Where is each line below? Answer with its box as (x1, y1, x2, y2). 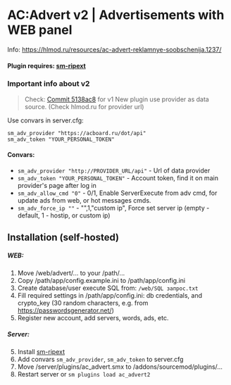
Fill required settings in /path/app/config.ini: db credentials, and (17, 291, 203, 300)
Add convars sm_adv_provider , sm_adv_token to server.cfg (17, 355, 184, 364)
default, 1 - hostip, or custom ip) (17, 211, 111, 220)
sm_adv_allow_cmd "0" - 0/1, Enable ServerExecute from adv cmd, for (17, 189, 218, 197)
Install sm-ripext (17, 348, 65, 356)
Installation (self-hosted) (7, 232, 120, 244)
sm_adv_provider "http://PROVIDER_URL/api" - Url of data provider (17, 166, 211, 175)
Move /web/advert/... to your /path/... (17, 269, 125, 277)
